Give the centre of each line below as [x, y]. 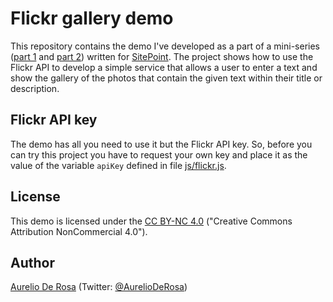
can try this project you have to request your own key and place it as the [159, 154]
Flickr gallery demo [92, 18]
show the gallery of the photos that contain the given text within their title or [166, 78]
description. [35, 88]
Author [32, 262]
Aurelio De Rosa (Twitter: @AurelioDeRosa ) [99, 287]
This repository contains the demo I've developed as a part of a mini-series [165, 46]
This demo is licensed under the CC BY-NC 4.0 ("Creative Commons [151, 221]
